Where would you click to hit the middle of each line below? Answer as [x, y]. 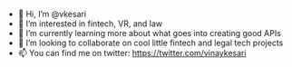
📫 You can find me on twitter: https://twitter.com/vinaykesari [132, 53]
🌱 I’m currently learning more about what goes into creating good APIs [149, 33]
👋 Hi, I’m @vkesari [52, 14]
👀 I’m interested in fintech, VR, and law [90, 24]
